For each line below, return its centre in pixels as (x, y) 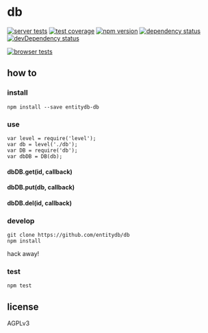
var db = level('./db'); (42, 144)
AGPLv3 (18, 323)
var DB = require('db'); (42, 150)
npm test (19, 286)
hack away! (23, 254)
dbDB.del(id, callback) (39, 203)
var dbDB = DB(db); (35, 156)
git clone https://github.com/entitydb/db (68, 235)
